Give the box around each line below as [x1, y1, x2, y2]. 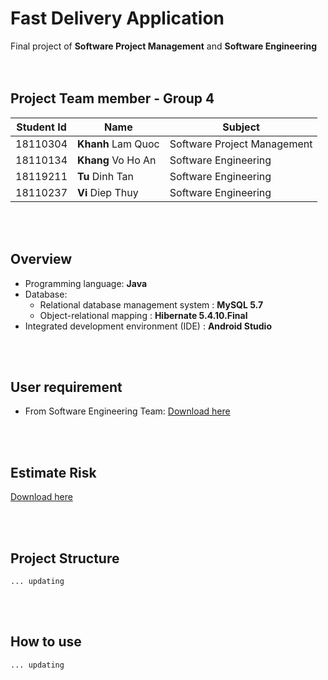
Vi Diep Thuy [77, 185, 139, 199]
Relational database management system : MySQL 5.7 [39, 298, 264, 311]
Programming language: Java [24, 277, 148, 289]
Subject [222, 120, 260, 134]
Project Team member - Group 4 [10, 90, 215, 107]
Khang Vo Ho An [77, 153, 157, 167]
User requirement [10, 378, 123, 396]
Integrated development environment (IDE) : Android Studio [24, 320, 272, 332]
